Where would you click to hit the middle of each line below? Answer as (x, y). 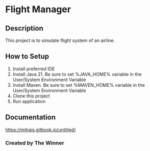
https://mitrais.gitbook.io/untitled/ (41, 130)
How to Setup (27, 56)
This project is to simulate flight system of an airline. (60, 40)
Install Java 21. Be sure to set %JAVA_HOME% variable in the (77, 74)
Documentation (31, 118)
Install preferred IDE (34, 69)
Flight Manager (38, 9)
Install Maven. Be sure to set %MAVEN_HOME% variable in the (79, 85)
